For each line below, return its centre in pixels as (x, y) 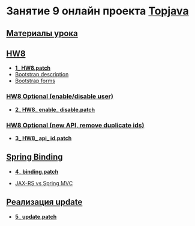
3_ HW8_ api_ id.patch (43, 138)
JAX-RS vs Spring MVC (44, 183)
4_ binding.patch (37, 171)
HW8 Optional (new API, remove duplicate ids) (75, 125)
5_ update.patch (36, 216)
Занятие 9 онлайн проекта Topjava (97, 11)
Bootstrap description (42, 75)
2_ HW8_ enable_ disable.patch (55, 109)
